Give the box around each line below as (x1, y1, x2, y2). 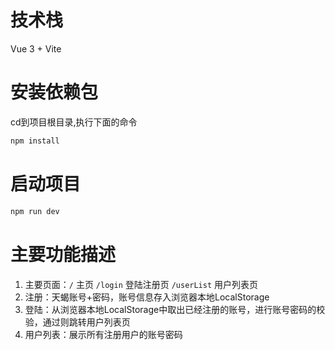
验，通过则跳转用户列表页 (24, 316, 131, 328)
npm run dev (10, 206, 60, 216)
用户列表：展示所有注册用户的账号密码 (24, 328, 183, 340)
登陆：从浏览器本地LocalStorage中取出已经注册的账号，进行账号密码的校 (24, 303, 326, 315)
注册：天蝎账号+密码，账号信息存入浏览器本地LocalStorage (24, 291, 270, 303)
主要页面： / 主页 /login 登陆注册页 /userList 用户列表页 (24, 278, 259, 290)
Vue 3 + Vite (10, 42, 62, 55)
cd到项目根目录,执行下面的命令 (10, 116, 138, 128)
